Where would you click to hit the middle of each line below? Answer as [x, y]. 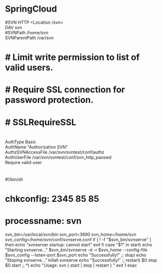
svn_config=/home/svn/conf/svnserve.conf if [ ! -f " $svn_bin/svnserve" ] [78, 240]
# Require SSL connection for [65, 90]
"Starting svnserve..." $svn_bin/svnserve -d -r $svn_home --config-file [76, 250]
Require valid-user [24, 162]
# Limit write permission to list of [72, 57]
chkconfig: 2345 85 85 [52, 199]
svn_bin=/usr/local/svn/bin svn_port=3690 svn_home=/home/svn [71, 234]
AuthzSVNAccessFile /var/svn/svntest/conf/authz [55, 152]
